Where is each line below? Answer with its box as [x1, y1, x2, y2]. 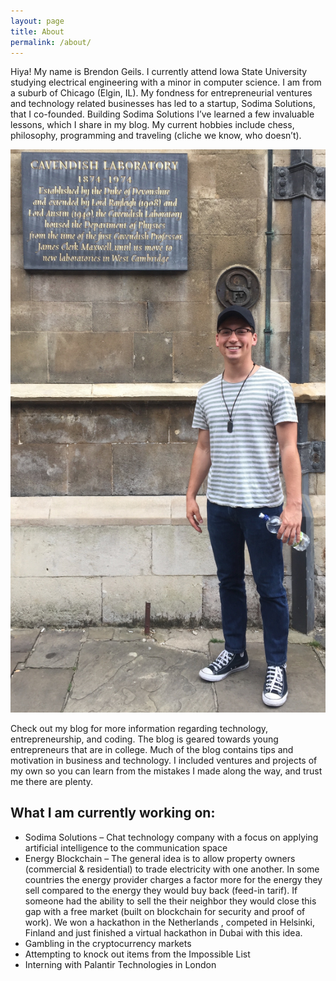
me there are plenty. [10, 776, 94, 788]
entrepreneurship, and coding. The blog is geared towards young [10, 733, 279, 745]
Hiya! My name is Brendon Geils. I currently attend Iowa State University [10, 66, 308, 78]
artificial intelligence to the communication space [24, 841, 228, 854]
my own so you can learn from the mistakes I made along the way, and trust [10, 765, 323, 777]
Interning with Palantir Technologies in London [24, 958, 217, 970]
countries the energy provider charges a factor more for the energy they [24, 873, 323, 885]
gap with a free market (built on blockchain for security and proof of [24, 905, 306, 917]
